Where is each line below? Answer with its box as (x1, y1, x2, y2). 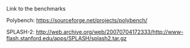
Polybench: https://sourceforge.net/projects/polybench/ (6, 17, 148, 23)
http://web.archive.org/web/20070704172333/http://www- (35, 28, 184, 35)
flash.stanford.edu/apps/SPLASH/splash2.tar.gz (6, 35, 127, 41)
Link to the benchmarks (6, 5, 66, 12)
